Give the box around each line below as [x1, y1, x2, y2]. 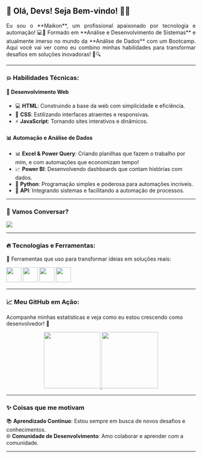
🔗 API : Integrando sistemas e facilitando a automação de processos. [14, 187, 185, 194]
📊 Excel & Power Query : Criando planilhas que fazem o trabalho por [14, 150, 186, 157]
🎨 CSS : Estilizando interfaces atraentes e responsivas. [14, 111, 150, 118]
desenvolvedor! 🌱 [6, 320, 50, 327]
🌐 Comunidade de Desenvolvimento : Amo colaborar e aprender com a [6, 433, 183, 440]
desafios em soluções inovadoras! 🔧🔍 [6, 51, 101, 58]
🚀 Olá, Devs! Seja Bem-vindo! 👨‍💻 [6, 6, 130, 16]
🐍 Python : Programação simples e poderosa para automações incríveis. [14, 181, 194, 188]
